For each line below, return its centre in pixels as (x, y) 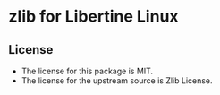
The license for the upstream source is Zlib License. (117, 81)
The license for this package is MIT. (87, 71)
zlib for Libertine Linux (94, 17)
